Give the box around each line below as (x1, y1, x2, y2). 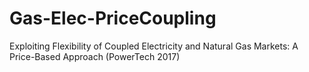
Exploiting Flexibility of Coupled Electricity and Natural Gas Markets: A (9, 40, 299, 52)
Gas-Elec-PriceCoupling (9, 7, 217, 30)
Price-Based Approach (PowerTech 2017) (9, 50, 181, 62)
